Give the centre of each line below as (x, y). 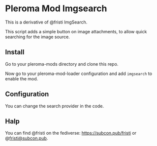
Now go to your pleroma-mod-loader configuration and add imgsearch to (79, 73)
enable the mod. (22, 78)
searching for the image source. (37, 37)
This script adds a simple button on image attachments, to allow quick (76, 31)
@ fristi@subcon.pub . (27, 138)
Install (15, 52)
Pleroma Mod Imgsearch (56, 9)
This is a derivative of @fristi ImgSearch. (46, 22)
